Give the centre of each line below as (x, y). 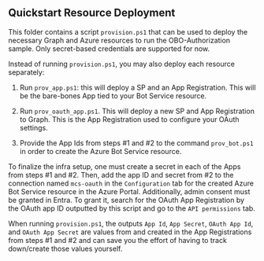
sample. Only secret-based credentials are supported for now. (109, 48)
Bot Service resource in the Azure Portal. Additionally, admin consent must (129, 191)
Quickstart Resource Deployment (92, 13)
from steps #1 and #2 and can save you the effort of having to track (117, 240)
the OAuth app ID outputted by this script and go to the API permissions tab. (132, 208)
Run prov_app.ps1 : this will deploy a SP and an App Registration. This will (138, 87)
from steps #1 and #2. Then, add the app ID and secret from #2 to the (121, 175)
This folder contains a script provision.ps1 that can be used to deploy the (128, 31)
